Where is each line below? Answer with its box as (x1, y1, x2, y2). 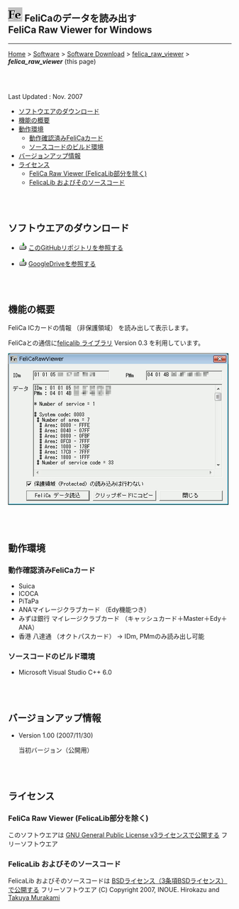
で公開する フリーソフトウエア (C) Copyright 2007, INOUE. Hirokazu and (8, 886, 220, 894)
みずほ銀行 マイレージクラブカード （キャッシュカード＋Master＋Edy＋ (18, 615, 228, 623)
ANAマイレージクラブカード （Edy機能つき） (18, 605, 151, 614)
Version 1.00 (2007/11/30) (18, 731, 94, 740)
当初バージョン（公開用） (18, 746, 94, 755)
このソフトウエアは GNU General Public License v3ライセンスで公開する (8, 830, 220, 839)
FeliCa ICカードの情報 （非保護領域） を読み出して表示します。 (8, 324, 192, 332)
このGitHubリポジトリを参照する (28, 243, 123, 252)
